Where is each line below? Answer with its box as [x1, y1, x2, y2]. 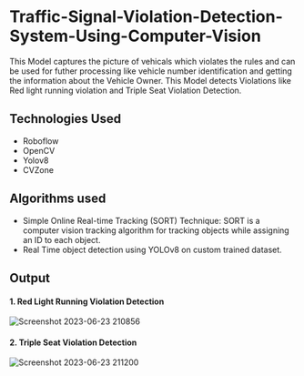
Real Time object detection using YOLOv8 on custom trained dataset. [22, 244, 282, 255]
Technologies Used [9, 111, 121, 127]
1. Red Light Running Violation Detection [9, 296, 165, 307]
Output [9, 270, 50, 286]
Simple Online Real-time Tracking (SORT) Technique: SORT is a [22, 215, 261, 226]
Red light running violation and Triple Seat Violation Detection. [9, 85, 242, 96]
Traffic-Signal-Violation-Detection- [9, 6, 284, 27]
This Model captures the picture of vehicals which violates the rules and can [9, 56, 296, 66]
